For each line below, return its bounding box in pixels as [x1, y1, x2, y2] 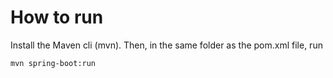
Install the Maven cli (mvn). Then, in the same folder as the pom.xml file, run [10, 39, 323, 51]
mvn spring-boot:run [10, 58, 97, 68]
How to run [10, 6, 104, 29]
